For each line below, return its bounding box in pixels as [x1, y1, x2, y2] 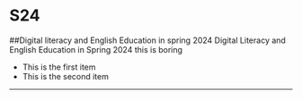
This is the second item [22, 70, 110, 81]
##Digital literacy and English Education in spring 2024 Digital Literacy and [9, 35, 286, 45]
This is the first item [22, 62, 96, 72]
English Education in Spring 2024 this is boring [9, 44, 182, 54]
